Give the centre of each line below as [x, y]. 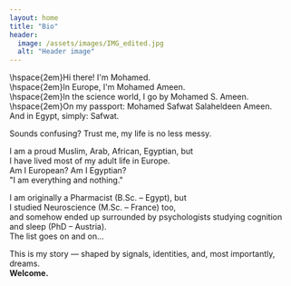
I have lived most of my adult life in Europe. [90, 161]
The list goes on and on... [57, 236]
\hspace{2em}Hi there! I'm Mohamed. [80, 77]
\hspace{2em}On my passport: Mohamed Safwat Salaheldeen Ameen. [141, 106]
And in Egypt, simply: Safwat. [64, 116]
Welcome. [29, 273]
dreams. [25, 263]
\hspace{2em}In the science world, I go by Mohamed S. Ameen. [129, 97]
